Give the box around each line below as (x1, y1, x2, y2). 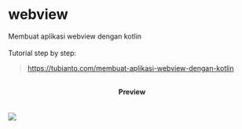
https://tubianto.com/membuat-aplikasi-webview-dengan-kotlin (27, 63, 234, 72)
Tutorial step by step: (8, 48, 77, 57)
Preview (118, 87, 146, 96)
